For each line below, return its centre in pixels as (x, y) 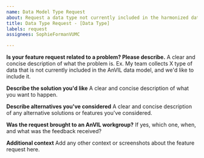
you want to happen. (32, 95)
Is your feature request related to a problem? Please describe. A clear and (101, 57)
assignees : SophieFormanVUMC (43, 35)
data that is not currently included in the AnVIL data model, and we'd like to (100, 70)
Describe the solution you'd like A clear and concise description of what (98, 88)
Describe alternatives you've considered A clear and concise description (99, 106)
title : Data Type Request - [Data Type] (58, 23)
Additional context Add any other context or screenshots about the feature (100, 143)
